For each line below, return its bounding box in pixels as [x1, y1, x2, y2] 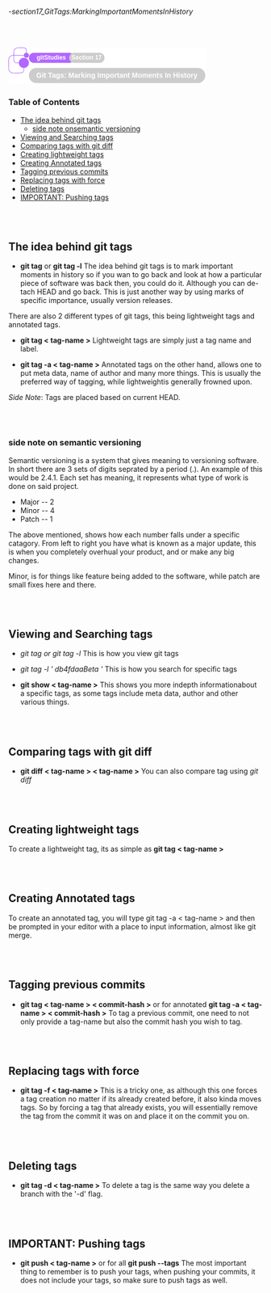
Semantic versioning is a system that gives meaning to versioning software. [8, 455, 260, 465]
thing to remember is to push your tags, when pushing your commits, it [19, 1267, 256, 1277]
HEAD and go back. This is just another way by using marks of [36, 287, 244, 297]
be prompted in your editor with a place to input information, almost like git [8, 921, 256, 931]
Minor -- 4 [19, 505, 55, 515]
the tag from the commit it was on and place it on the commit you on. [19, 1111, 250, 1121]
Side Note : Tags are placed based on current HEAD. [8, 393, 181, 402]
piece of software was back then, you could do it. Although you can [19, 279, 246, 289]
